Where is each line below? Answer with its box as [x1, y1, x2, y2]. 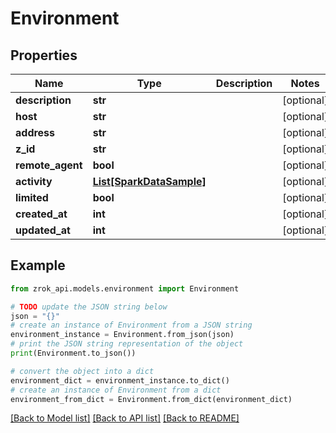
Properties [10, 47, 78, 64]
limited [15, 191, 49, 204]
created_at [15, 207, 68, 221]
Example [10, 257, 66, 274]
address [15, 126, 56, 139]
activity [15, 175, 53, 188]
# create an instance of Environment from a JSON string [10, 320, 253, 331]
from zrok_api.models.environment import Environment [10, 283, 240, 294]
